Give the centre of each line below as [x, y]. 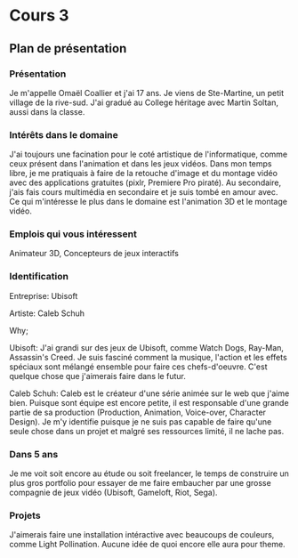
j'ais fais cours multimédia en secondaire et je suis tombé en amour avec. [144, 192]
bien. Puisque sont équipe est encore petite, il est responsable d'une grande [149, 402]
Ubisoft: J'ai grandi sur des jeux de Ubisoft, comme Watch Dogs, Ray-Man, [147, 347]
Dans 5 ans [34, 454]
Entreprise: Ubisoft [44, 295]
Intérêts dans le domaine [64, 134]
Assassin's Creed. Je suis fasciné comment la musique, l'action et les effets [148, 357]
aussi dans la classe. [47, 111]
